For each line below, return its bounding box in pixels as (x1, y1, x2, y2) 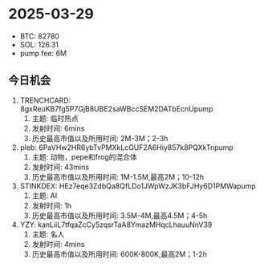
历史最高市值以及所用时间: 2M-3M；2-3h (31, 133, 169, 143)
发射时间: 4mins (31, 239, 85, 249)
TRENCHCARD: (19, 95, 71, 105)
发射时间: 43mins (31, 162, 90, 172)
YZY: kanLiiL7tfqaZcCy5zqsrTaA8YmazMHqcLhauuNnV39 (19, 220, 213, 229)
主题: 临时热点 (31, 113, 79, 123)
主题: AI (31, 190, 58, 200)
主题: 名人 (31, 229, 65, 239)
